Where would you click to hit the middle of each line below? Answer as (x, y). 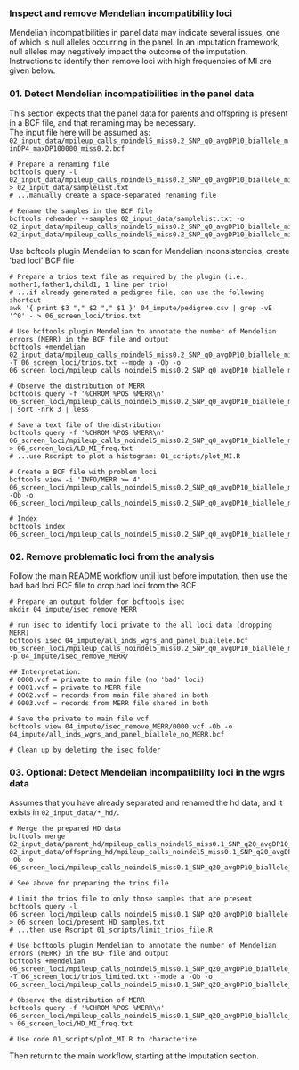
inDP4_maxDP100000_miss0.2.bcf (67, 148)
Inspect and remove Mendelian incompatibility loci (121, 13)
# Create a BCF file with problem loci (83, 472)
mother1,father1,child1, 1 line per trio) (89, 284)
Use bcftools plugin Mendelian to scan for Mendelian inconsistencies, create (149, 251)
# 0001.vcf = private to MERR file (75, 687)
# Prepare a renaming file (59, 164)
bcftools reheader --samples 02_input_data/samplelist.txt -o (127, 218)
